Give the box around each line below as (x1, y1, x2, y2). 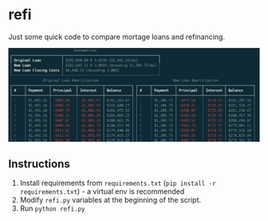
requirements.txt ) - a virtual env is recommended (19, 187, 185, 196)
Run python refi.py (19, 203, 85, 213)
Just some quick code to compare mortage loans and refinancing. (8, 32, 226, 41)
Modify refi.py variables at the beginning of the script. (19, 195, 202, 205)
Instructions (8, 157, 70, 171)
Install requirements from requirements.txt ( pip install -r (19, 178, 217, 188)
